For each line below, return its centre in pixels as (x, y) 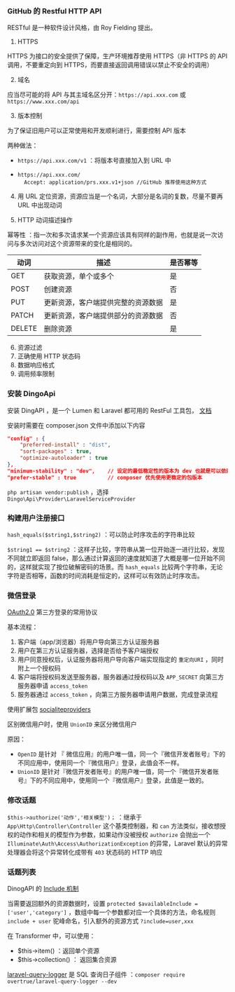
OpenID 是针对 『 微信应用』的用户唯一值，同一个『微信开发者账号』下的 (121, 754)
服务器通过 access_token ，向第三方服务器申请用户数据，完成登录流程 (117, 695)
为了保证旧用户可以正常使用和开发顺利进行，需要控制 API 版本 (97, 130)
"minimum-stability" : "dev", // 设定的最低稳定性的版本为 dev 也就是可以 (114, 471)
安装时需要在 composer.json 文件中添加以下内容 (76, 425)
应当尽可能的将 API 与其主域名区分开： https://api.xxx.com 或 (97, 95)
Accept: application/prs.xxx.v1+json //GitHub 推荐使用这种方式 (115, 183)
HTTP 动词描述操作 (45, 220)
